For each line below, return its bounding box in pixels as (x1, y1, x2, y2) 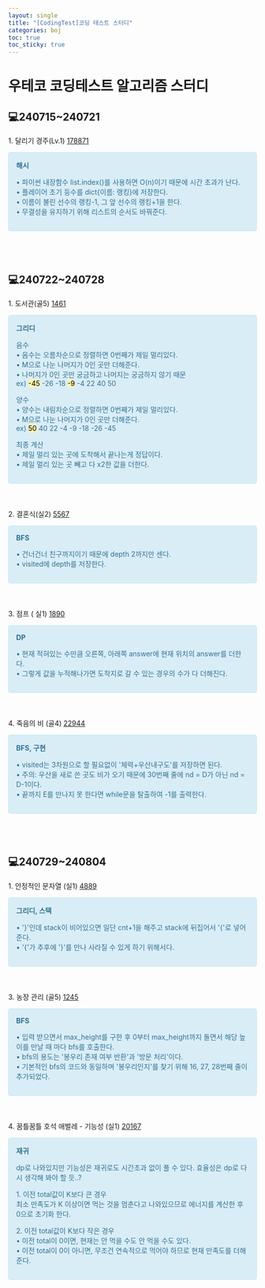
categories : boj (8, 26, 62, 34)
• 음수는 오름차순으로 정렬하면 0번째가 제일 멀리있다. (16, 350, 178, 359)
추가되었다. (16, 1071, 50, 1081)
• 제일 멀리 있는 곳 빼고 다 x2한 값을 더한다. (16, 459, 150, 469)
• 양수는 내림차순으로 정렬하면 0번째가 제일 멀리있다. (16, 404, 178, 414)
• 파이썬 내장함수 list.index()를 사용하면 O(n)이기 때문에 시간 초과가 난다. (16, 178, 241, 187)
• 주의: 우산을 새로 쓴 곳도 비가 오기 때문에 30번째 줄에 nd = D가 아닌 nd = (16, 769, 245, 779)
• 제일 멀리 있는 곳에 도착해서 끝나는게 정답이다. (16, 449, 163, 459)
